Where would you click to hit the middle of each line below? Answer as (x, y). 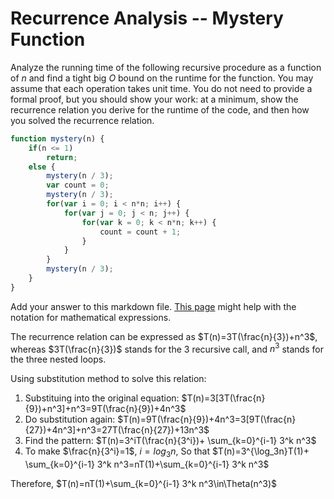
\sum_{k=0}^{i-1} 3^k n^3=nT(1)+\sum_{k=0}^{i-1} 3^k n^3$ (147, 464)
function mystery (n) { (57, 138)
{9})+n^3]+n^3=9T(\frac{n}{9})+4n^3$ (105, 409)
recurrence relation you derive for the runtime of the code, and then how (160, 109)
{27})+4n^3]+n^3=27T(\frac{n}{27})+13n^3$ (117, 430)
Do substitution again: (70, 419)
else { (42, 167)
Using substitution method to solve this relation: (108, 379)
